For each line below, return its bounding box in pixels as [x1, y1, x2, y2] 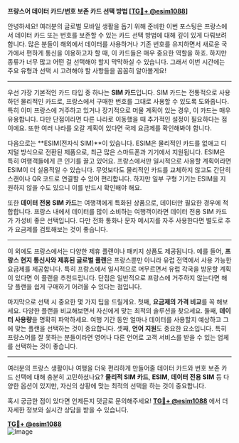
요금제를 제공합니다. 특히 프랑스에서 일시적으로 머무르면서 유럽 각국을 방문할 [7, 265, 218, 273]
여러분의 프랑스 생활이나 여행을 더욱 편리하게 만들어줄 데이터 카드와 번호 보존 [7, 364, 221, 372]
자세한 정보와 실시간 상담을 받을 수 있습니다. [7, 405, 129, 414]
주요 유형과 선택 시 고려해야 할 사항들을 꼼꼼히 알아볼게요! [7, 67, 167, 75]
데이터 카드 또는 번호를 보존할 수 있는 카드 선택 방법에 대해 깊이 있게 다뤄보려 [14, 31, 228, 39]
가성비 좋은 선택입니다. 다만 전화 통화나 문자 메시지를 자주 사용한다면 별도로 [14, 216, 224, 225]
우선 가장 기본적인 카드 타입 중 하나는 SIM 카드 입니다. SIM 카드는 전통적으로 [7, 88, 218, 97]
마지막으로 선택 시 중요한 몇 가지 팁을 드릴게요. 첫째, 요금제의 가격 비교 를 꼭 [7, 298, 216, 306]
